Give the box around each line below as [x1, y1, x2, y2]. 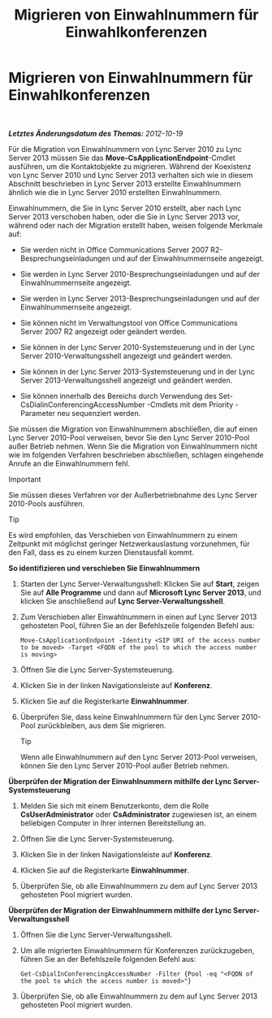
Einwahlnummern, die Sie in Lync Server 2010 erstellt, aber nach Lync [8, 203, 242, 213]
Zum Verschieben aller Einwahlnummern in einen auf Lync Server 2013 [19, 612, 257, 622]
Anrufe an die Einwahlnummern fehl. [8, 458, 131, 468]
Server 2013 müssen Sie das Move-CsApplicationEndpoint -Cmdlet [8, 153, 235, 162]
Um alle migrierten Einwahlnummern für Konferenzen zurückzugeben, [19, 945, 255, 955]
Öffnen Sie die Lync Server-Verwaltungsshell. [19, 929, 173, 939]
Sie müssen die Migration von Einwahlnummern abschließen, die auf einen [8, 424, 258, 434]
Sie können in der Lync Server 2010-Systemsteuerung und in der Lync [19, 342, 256, 352]
